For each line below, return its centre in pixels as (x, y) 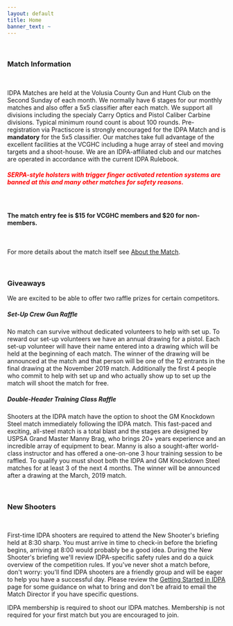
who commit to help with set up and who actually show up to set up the (109, 376)
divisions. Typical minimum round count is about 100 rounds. (94, 122)
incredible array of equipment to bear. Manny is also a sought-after (103, 446)
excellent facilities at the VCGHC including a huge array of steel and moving (115, 144)
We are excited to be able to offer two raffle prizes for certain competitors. (113, 298)
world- (210, 446)
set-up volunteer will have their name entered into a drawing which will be (113, 347)
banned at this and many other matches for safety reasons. (95, 182)
